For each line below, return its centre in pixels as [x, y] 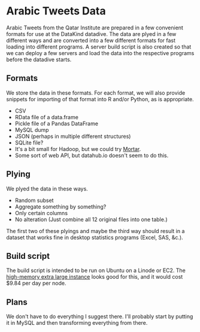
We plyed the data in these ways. [47, 188]
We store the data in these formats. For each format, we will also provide [96, 93]
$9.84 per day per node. [37, 283]
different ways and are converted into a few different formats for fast [91, 40]
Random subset [34, 200]
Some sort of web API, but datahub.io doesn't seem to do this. [92, 155]
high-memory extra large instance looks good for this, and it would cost [95, 277]
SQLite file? [29, 143]
